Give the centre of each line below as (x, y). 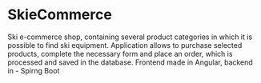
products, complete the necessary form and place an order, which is (120, 53)
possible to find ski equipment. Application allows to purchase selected (125, 45)
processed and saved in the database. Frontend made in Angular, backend (130, 62)
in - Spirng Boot (34, 70)
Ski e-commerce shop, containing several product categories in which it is (130, 37)
